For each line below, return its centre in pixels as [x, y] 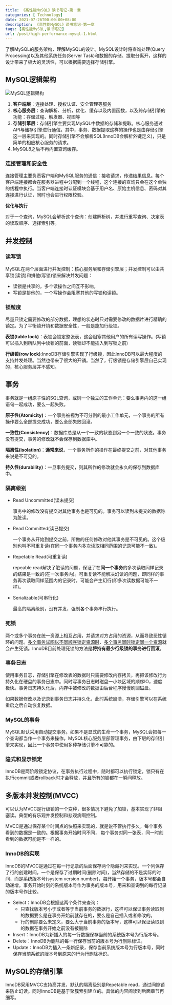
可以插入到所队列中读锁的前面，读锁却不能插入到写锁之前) [67, 343]
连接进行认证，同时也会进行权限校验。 [46, 195]
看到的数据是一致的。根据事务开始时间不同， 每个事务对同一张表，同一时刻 [84, 833]
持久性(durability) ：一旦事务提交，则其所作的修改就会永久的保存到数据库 [82, 467]
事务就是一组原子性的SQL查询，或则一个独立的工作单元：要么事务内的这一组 [86, 398]
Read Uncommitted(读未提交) [44, 500]
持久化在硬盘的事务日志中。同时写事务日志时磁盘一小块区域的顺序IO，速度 [84, 681]
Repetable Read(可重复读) [40, 557]
